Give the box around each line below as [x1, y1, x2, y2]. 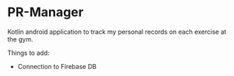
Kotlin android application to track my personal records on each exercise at [7, 27, 227, 36]
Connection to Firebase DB [17, 62, 97, 70]
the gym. [7, 34, 33, 43]
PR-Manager [7, 4, 84, 20]
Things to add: [7, 49, 50, 57]
